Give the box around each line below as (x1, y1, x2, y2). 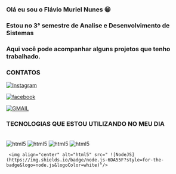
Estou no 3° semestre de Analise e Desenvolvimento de (6, 21, 170, 29)
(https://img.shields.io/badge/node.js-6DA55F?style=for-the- (6, 157, 164, 163)
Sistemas (6, 29, 34, 37)
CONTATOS (6, 68, 41, 76)
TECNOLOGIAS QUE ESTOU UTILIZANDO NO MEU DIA (6, 119, 165, 128)
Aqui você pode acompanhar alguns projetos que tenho (6, 45, 171, 53)
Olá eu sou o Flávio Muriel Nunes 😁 (6, 5, 112, 14)
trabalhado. (6, 52, 41, 60)
